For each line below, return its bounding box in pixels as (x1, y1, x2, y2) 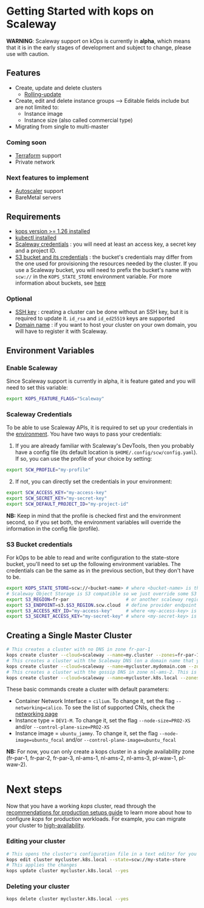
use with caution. (6, 50, 50, 57)
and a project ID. (15, 247, 56, 254)
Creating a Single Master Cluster (6, 630, 132, 640)
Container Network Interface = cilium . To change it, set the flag (15, 697, 175, 705)
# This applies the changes (6, 862, 78, 868)
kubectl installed (15, 234, 56, 242)
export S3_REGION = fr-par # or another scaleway (6, 596, 183, 602)
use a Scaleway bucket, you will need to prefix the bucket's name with (15, 267, 191, 274)
